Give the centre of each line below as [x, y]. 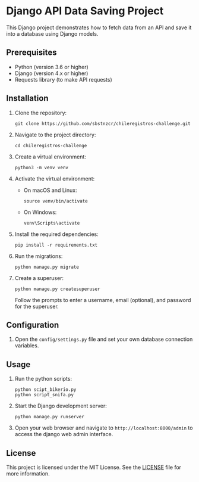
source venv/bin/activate [56, 201]
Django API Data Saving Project [85, 11]
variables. [27, 346]
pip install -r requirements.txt [56, 245]
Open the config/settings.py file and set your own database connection [104, 339]
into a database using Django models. [52, 33]
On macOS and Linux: [50, 190]
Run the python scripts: [43, 379]
